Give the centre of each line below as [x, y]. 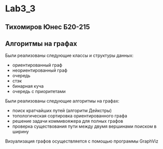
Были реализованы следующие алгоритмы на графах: [62, 101]
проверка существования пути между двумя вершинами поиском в [84, 126]
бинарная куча [28, 86]
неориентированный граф [40, 70]
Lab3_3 [20, 9]
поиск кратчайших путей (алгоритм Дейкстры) [62, 111]
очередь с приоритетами [39, 92]
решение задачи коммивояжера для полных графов [68, 121]
